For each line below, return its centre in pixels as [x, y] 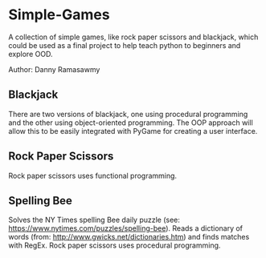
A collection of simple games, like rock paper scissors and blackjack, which [133, 37]
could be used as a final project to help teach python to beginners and [125, 45]
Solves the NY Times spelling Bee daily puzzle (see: [94, 220]
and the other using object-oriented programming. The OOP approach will [131, 123]
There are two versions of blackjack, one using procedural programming [128, 114]
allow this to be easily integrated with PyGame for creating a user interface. [133, 131]
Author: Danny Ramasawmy [54, 69]
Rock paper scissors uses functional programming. [93, 175]
